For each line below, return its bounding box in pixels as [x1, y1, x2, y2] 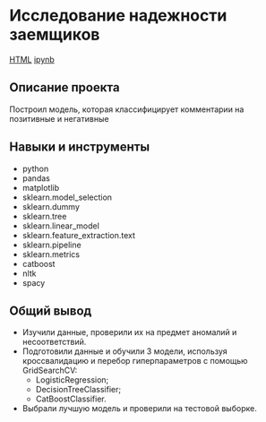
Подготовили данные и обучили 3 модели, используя [21, 346, 228, 357]
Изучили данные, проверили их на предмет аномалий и [21, 327, 237, 338]
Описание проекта [9, 80, 120, 95]
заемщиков [9, 24, 100, 45]
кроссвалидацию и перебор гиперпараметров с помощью [21, 356, 248, 366]
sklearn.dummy [21, 201, 81, 211]
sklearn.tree [21, 211, 67, 221]
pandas [21, 172, 51, 184]
